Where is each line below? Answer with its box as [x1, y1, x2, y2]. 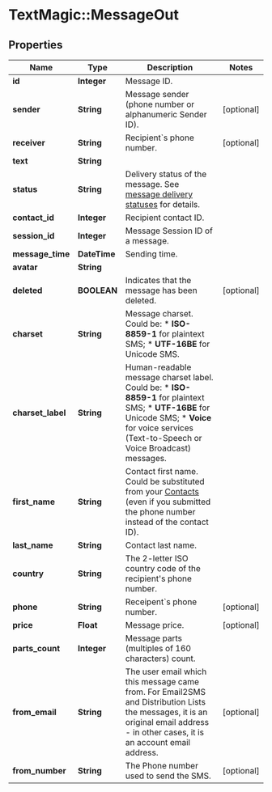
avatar [12, 261, 38, 273]
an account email [125, 737, 191, 748]
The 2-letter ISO [125, 553, 189, 564]
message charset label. [125, 372, 214, 383]
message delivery [125, 188, 193, 200]
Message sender [125, 89, 189, 100]
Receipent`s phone [125, 596, 198, 608]
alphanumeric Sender [125, 109, 208, 120]
